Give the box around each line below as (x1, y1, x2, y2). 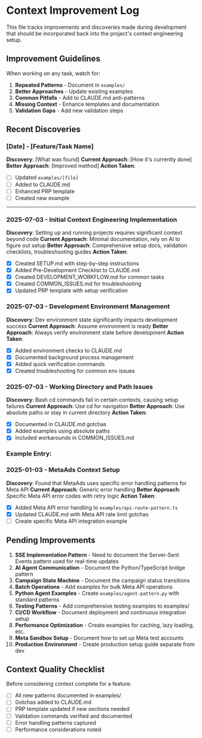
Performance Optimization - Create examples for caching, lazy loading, (14, 621, 194, 629)
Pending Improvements (6, 535, 96, 546)
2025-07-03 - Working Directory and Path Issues (6, 382, 153, 391)
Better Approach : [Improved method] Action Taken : (6, 162, 136, 169)
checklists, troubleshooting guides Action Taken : (6, 248, 128, 255)
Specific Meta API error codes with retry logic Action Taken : (6, 492, 156, 499)
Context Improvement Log (6, 4, 139, 17)
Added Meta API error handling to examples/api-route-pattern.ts (14, 504, 179, 511)
